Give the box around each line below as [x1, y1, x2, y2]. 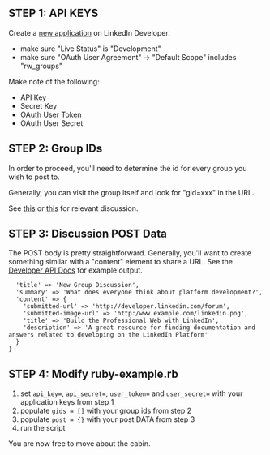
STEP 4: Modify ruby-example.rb [8, 367, 178, 380]
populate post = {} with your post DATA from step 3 [19, 414, 195, 424]
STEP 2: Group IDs [8, 142, 103, 156]
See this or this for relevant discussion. [8, 203, 139, 213]
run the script [19, 423, 66, 433]
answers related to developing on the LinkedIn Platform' [8, 331, 208, 339]
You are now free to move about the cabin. [8, 439, 152, 449]
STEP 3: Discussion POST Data [8, 227, 168, 241]
